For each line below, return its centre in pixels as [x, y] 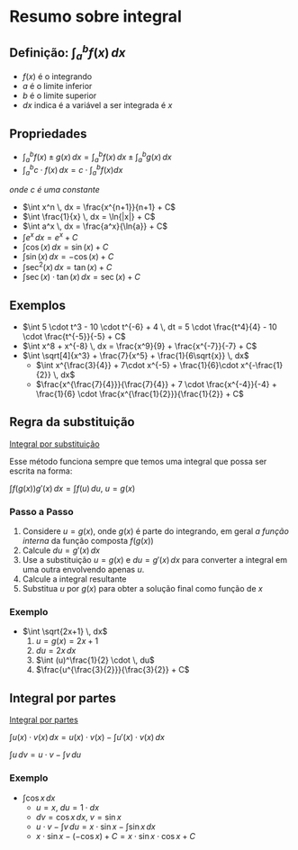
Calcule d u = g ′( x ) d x [61, 550]
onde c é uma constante [55, 189]
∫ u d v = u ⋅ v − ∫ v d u [45, 755]
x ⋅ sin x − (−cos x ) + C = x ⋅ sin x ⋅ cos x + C [116, 836]
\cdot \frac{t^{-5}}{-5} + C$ [74, 337]
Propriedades [48, 134]
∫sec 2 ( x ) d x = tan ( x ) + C [67, 267]
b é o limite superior [59, 95]
